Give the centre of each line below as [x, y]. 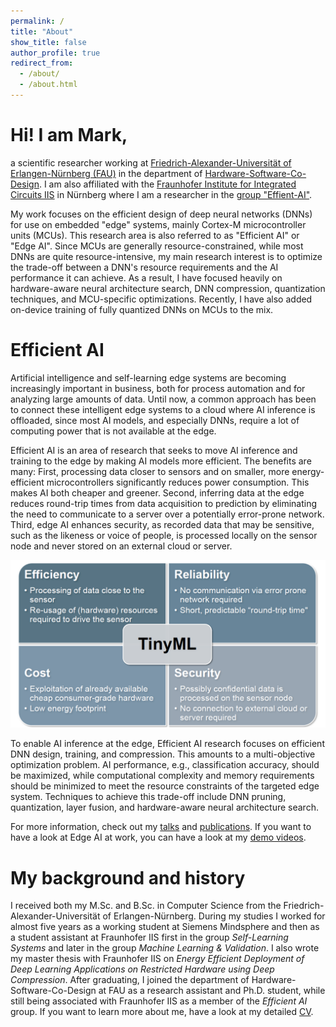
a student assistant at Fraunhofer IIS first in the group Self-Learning [149, 937]
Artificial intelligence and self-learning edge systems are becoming [148, 377]
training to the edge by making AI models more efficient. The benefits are [161, 461]
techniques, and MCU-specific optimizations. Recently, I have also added [161, 299]
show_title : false [48, 42]
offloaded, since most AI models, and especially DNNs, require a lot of [155, 420]
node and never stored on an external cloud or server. [121, 546]
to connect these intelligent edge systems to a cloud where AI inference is [163, 409]
